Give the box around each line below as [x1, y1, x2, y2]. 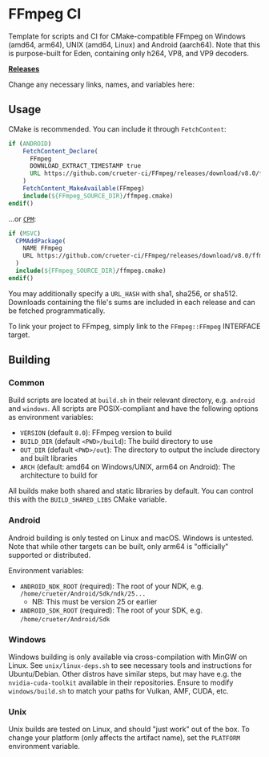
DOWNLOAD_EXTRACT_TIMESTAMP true [29, 162, 142, 170]
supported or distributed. [8, 550, 91, 560]
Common [8, 377, 46, 389]
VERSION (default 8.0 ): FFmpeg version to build [19, 428, 172, 438]
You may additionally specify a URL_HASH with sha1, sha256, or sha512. [8, 288, 239, 298]
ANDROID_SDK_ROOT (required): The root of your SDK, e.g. [19, 605, 203, 615]
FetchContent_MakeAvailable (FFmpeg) [22, 185, 146, 193]
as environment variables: [8, 413, 94, 422]
